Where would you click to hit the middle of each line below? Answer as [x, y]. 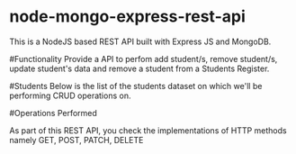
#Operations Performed [53, 113]
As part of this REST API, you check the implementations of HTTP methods [148, 130]
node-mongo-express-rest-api [127, 17]
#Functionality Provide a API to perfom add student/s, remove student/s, [144, 59]
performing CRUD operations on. [70, 95]
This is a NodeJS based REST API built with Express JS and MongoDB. [140, 41]
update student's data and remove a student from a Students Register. [139, 68]
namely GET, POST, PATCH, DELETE [76, 140]
